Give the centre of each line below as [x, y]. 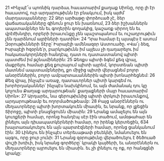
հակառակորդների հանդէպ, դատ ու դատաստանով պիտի [71, 54]
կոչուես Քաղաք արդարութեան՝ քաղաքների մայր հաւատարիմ [76, 91]
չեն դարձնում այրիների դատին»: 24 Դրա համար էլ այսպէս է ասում [81, 39]
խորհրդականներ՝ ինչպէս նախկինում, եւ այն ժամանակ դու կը [76, 85]
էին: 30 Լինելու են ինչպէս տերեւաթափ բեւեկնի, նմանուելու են [76, 132]
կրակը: [13, 153]
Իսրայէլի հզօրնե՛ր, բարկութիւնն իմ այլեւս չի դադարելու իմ [72, 49]
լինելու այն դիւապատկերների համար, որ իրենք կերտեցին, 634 [77, 122]
